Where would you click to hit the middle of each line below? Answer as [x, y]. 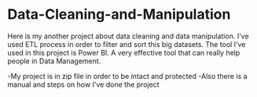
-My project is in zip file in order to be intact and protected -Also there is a [127, 76]
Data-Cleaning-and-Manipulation [119, 14]
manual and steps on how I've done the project [83, 84]
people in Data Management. [54, 61]
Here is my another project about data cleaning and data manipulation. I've [128, 36]
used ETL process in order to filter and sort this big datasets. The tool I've [127, 44]
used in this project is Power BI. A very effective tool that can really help [124, 52]
